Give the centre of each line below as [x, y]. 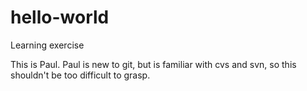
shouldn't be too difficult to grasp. [80, 75]
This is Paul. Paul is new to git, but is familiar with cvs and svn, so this [153, 64]
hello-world [60, 17]
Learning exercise [47, 45]
